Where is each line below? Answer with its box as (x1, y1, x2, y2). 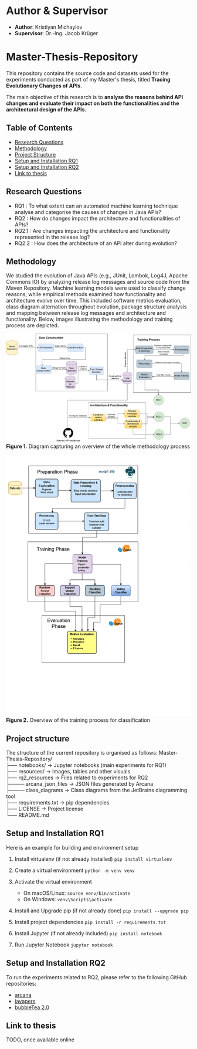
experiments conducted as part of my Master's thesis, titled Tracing (6, 76, 171, 83)
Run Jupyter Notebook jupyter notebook (14, 941, 113, 948)
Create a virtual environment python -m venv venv (14, 867, 135, 874)
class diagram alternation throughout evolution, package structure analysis (6, 303, 187, 310)
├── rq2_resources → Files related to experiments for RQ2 (6, 774, 148, 781)
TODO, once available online (6, 1036, 75, 1043)
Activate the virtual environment (14, 878, 92, 885)
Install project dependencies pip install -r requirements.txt (14, 918, 167, 925)
